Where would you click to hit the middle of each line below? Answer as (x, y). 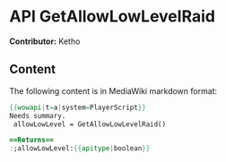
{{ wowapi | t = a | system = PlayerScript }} (78, 107)
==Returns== (31, 141)
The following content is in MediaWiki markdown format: (113, 90)
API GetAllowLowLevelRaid (112, 17)
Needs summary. (38, 115)
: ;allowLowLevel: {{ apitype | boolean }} (80, 149)
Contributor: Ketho (45, 41)
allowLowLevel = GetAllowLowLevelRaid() (90, 124)
